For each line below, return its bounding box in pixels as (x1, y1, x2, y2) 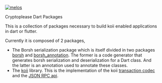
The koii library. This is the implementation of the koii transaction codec (12, 68, 155, 73)
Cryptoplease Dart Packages (5, 14, 63, 19)
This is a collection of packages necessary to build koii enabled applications (5, 23, 157, 29)
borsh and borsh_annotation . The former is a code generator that (12, 52, 142, 58)
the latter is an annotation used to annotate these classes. (12, 63, 128, 68)
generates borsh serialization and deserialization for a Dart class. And (12, 57, 152, 63)
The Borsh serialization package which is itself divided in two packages (12, 47, 155, 53)
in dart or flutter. (5, 28, 38, 34)
